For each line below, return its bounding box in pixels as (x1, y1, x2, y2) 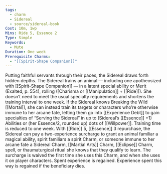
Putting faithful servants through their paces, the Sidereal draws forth (5, 72, 149, 78)
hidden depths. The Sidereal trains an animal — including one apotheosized (5, 78, 161, 84)
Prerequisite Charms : (5, 54, 51, 59)
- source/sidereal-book (10, 21, 59, 27)
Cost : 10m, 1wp (5, 26, 37, 31)
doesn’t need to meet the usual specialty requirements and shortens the (5, 94, 154, 100)
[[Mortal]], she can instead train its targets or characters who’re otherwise (5, 104, 158, 110)
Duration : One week (5, 49, 46, 54)
